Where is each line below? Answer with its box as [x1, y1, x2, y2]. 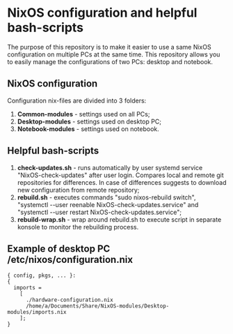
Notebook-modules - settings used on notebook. [17, 124, 160, 133]
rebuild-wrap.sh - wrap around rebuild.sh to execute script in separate [17, 215, 222, 224]
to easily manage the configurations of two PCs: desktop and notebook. [7, 57, 214, 66]
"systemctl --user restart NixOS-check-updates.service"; [17, 208, 182, 216]
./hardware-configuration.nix [25, 296, 113, 304]
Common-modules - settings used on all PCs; [17, 109, 150, 118]
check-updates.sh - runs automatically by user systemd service [17, 163, 203, 172]
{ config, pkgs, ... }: [7, 272, 77, 280]
